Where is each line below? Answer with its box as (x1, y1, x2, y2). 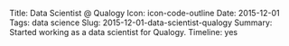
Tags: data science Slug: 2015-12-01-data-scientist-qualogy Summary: (9, 17, 273, 28)
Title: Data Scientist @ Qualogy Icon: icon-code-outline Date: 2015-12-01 (9, 8, 280, 18)
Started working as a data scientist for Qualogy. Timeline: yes (9, 27, 238, 37)
